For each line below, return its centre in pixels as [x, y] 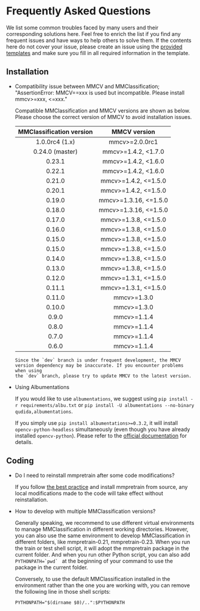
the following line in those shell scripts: [63, 591]
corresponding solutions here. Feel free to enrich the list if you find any [93, 34]
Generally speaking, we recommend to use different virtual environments [104, 522]
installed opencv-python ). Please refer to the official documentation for [101, 436]
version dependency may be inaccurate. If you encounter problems [99, 365]
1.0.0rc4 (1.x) [56, 142]
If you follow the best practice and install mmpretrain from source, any [101, 487]
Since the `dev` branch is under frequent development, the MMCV [98, 360]
